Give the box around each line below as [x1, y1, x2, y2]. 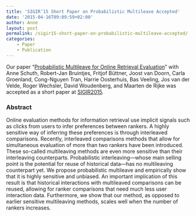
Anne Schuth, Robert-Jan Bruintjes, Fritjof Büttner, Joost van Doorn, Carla [6, 69, 185, 77]
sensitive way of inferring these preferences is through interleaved [6, 129, 168, 136]
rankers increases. [6, 204, 51, 211]
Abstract [6, 103, 32, 111]
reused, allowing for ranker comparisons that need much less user [6, 185, 167, 192]
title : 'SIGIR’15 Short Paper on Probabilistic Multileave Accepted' [6, 8, 181, 15]
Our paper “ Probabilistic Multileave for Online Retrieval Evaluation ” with [6, 63, 179, 70]
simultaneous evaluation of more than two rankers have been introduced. [6, 142, 184, 149]
